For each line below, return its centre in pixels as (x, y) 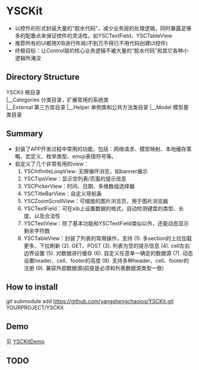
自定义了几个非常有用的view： (52, 164)
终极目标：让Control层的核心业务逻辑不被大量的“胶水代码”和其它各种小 (102, 50)
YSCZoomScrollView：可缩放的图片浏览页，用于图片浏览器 (96, 201)
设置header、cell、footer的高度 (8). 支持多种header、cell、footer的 (106, 260)
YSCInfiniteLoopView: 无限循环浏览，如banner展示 (86, 171)
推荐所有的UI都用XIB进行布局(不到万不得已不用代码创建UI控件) (91, 43)
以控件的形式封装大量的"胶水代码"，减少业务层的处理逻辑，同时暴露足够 (103, 28)
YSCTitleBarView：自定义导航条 (63, 193)
